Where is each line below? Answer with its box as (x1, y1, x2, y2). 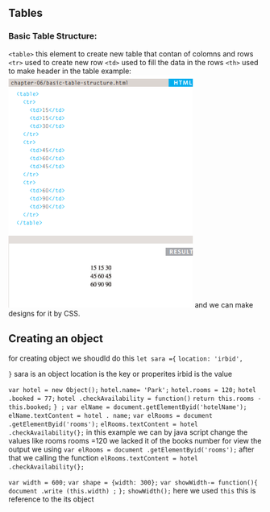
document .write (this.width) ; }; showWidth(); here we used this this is (8, 485, 256, 495)
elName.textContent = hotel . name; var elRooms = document (8, 411, 213, 419)
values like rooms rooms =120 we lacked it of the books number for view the (8, 436, 262, 445)
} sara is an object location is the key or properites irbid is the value (8, 369, 232, 378)
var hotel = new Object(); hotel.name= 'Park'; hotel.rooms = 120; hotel (8, 386, 256, 394)
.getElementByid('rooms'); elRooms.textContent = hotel (8, 420, 199, 428)
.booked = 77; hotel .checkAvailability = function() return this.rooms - (8, 394, 262, 403)
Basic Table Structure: (8, 31, 98, 42)
